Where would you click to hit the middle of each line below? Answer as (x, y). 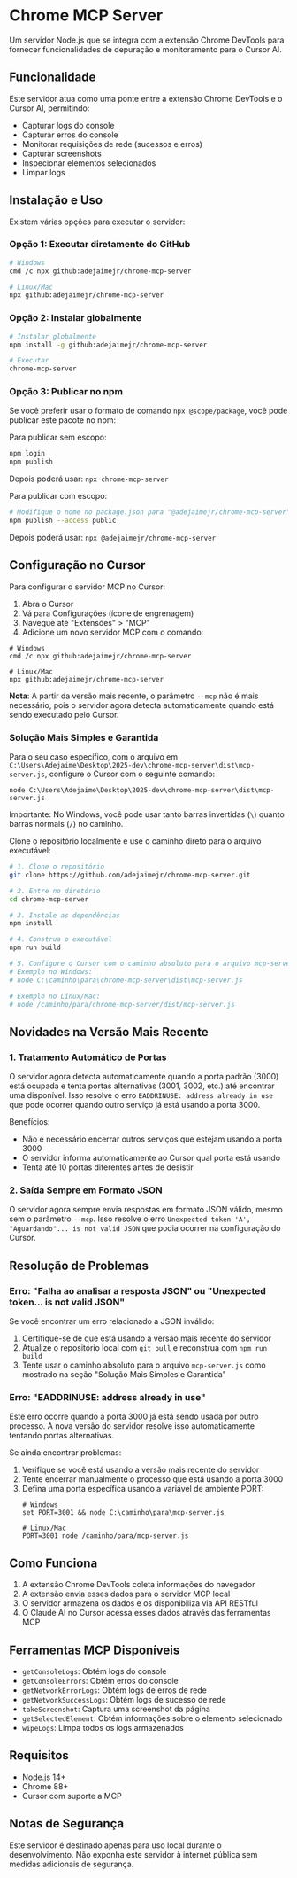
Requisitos (39, 1756)
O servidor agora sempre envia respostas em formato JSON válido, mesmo (146, 1210)
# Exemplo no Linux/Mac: (55, 996)
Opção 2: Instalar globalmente (76, 318)
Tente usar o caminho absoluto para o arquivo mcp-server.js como (144, 1365)
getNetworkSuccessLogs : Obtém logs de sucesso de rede (124, 1700)
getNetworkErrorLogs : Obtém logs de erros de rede (114, 1690)
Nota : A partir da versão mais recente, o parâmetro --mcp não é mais (134, 696)
